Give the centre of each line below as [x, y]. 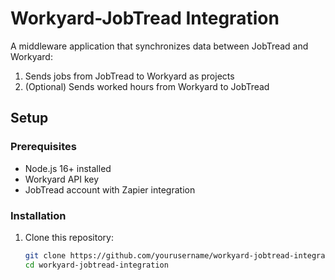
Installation [38, 215]
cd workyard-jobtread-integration [96, 265]
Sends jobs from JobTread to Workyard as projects [129, 76]
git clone [45, 255]
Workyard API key [62, 179]
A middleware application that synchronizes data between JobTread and [159, 46]
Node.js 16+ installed [68, 168]
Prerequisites [43, 147]
